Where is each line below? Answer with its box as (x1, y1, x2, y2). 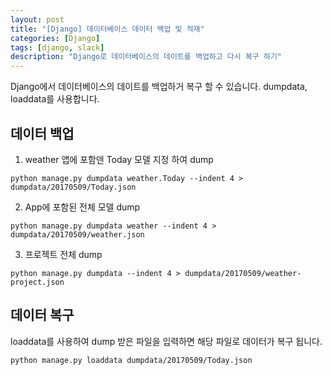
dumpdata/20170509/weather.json (10, 229, 145, 240)
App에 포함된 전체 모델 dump (24, 201, 141, 213)
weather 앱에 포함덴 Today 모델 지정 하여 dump (24, 153, 214, 165)
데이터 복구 (10, 307, 75, 324)
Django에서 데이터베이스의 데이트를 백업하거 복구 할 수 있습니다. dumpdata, (10, 81, 308, 93)
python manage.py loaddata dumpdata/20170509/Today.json (10, 355, 253, 365)
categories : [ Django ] (10, 33, 101, 43)
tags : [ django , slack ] (10, 42, 105, 53)
